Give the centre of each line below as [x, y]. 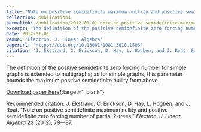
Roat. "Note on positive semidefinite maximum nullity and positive [87, 110]
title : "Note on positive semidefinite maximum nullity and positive [95, 12]
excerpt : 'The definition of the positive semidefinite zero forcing [95, 28]
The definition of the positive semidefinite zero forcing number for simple [96, 67]
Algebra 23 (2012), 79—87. [39, 122]
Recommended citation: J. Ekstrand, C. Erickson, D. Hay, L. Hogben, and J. [98, 103]
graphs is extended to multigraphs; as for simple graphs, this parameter [95, 74]
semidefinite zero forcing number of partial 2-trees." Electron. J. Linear [94, 116]
